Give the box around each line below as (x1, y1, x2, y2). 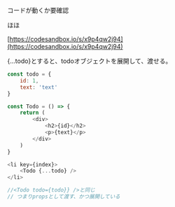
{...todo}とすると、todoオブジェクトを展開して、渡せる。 (7, 57, 172, 65)
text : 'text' (20, 83, 58, 91)
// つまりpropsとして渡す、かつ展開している (7, 193, 120, 200)
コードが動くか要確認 (7, 6, 69, 14)
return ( (20, 109, 45, 117)
